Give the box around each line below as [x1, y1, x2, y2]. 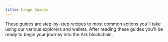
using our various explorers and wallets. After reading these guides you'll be [5, 26, 163, 32]
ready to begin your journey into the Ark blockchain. [5, 31, 113, 37]
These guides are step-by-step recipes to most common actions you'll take [5, 21, 161, 27]
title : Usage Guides [5, 7, 49, 12]
